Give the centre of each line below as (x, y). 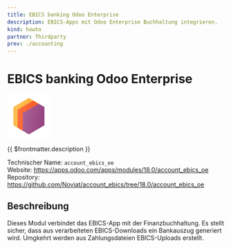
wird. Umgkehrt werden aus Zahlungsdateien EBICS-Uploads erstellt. (105, 238)
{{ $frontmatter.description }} (49, 149)
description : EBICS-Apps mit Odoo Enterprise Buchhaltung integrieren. (112, 22)
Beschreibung (38, 206)
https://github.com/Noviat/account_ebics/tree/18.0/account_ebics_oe (106, 184)
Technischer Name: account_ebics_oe (61, 162)
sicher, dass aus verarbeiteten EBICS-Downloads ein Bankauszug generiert (114, 230)
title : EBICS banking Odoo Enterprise (63, 15)
